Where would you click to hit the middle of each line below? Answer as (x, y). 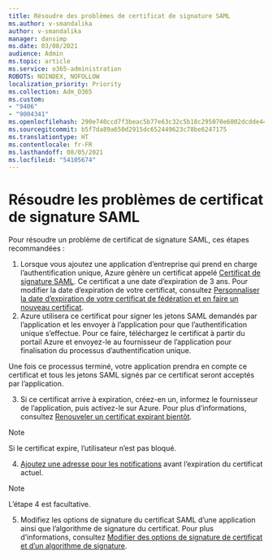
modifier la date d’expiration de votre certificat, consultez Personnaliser (140, 290)
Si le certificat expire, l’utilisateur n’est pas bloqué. (93, 448)
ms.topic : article (39, 62)
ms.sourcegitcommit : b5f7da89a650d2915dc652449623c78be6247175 (118, 129)
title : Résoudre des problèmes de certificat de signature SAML (119, 16)
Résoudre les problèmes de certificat (136, 200)
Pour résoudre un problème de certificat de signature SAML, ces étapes (129, 240)
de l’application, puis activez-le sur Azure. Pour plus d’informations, (133, 408)
